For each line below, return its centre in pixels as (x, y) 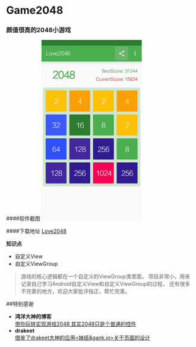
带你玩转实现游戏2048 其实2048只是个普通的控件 (75, 324)
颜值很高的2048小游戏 (39, 30)
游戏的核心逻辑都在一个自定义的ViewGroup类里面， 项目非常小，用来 (105, 276)
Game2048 (35, 10)
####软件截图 (23, 219)
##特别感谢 (20, 304)
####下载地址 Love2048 (37, 231)
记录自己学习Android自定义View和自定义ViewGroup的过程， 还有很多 (105, 284)
